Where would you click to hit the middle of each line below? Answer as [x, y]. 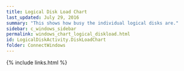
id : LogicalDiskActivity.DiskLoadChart [56, 40]
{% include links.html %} [37, 62]
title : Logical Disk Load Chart [47, 12]
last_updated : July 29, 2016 [43, 17]
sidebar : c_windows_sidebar [41, 29]
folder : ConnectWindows [36, 46]
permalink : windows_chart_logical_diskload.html [68, 34]
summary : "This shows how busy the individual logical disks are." [93, 23]
